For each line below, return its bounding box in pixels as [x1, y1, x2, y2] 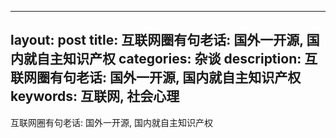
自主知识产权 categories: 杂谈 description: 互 [36, 51, 318, 68]
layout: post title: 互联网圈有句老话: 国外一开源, [10, 32, 304, 49]
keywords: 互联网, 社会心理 [10, 88, 180, 105]
